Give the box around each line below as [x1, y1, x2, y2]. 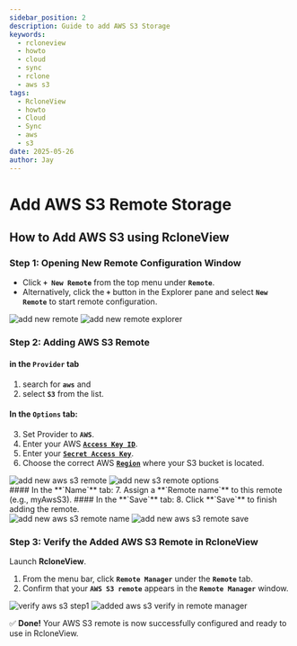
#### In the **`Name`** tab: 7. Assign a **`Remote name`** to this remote [9, 484, 283, 495]
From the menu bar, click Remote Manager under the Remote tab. [22, 573, 254, 584]
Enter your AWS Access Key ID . [22, 438, 138, 449]
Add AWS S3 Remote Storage [9, 194, 231, 214]
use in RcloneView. [9, 628, 79, 639]
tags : [9, 88, 30, 97]
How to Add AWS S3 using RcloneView [9, 230, 230, 246]
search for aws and [22, 379, 92, 390]
